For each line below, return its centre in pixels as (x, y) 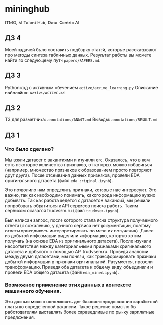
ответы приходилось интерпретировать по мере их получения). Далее (79, 231)
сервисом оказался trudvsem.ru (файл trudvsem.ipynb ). (62, 211)
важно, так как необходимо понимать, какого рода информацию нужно (80, 195)
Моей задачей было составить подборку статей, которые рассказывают (81, 49)
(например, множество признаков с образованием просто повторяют (79, 170)
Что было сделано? (30, 149)
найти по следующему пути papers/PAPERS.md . (53, 60)
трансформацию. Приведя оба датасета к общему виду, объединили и (79, 267)
